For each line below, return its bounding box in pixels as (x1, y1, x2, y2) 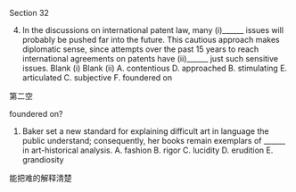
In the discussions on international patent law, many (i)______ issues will (21, 25, 284, 35)
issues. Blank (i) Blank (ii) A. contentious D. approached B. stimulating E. (21, 63, 288, 73)
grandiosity (21, 154, 64, 164)
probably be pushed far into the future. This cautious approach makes (21, 35, 280, 45)
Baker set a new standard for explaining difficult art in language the (21, 126, 269, 137)
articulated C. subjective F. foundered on (21, 72, 173, 83)
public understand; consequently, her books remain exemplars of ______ (21, 136, 285, 146)
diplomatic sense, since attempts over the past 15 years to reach (21, 44, 259, 54)
